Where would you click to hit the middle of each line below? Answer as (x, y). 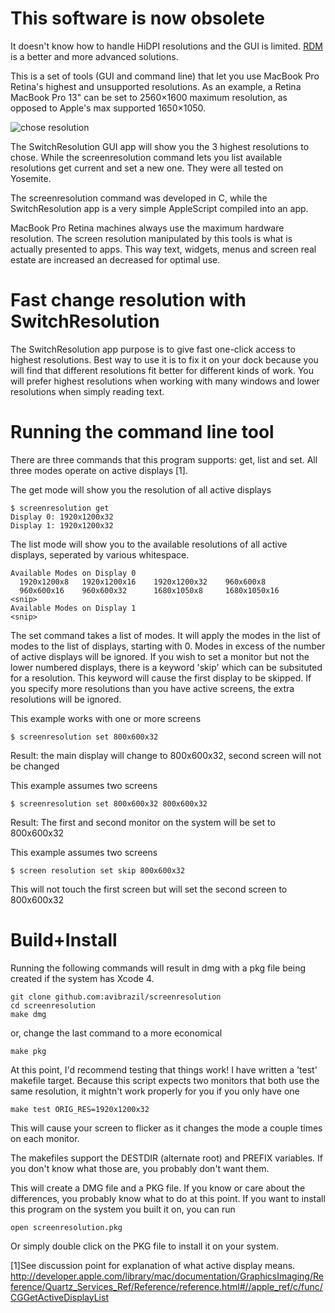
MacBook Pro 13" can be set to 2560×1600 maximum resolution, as (149, 97)
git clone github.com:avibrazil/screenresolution (116, 997)
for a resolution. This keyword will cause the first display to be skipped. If (161, 678)
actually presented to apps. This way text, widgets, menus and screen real (163, 249)
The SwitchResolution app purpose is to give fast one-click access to (153, 349)
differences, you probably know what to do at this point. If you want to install (168, 1198)
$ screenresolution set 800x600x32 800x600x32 (109, 803)
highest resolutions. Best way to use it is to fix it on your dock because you (164, 359)
